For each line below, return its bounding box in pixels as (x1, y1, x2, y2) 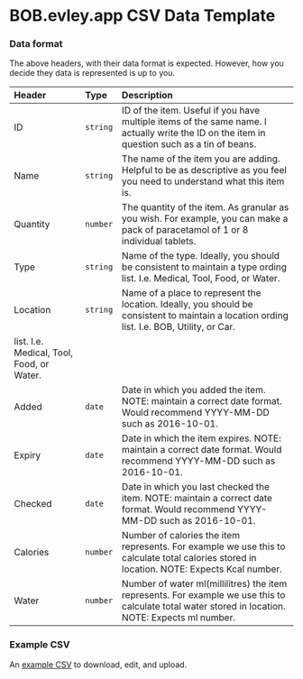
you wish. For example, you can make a (121, 213, 289, 225)
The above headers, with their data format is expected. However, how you (9, 58, 284, 69)
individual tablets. (121, 235, 197, 248)
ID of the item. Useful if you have (121, 105, 261, 117)
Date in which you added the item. (121, 384, 266, 397)
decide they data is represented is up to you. (9, 68, 176, 78)
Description (121, 89, 173, 102)
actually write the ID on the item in (121, 127, 266, 140)
